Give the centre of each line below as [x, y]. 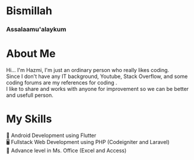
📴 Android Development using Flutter [51, 135]
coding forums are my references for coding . [62, 83]
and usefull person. [30, 95]
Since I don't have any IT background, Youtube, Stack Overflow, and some [97, 76]
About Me [31, 54]
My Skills [29, 119]
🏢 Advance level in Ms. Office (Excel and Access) [66, 150]
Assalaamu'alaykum [36, 30]
